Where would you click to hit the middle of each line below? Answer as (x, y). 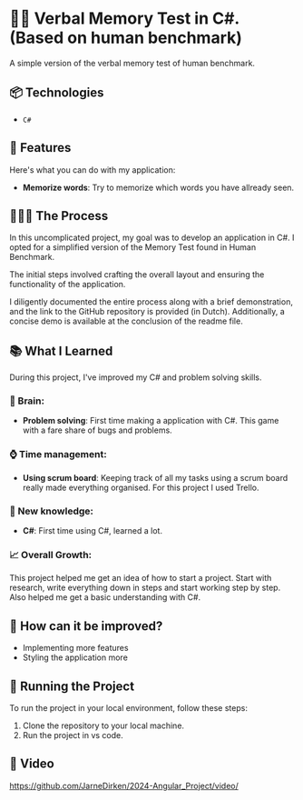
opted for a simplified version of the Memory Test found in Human (133, 247)
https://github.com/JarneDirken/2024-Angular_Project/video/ (124, 785)
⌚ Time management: (58, 455)
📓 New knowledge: (51, 511)
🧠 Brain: (27, 401)
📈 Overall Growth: (51, 555)
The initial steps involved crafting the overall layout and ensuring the (137, 275)
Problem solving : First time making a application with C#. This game (151, 421)
